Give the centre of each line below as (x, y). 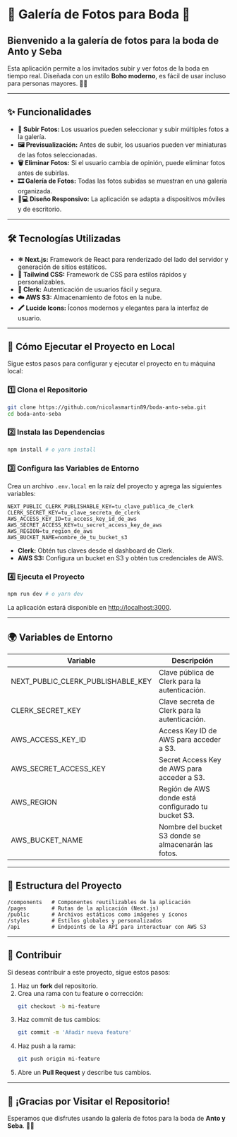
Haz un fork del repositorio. (58, 986)
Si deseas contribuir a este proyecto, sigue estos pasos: (89, 972)
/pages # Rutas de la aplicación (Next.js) (83, 908)
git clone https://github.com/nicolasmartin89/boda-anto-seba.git (107, 407)
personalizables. (41, 282)
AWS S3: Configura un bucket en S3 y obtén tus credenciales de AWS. (121, 558)
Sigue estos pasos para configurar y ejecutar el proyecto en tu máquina (111, 363)
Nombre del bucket (190, 826)
